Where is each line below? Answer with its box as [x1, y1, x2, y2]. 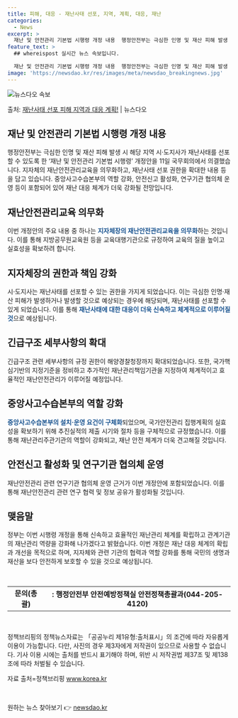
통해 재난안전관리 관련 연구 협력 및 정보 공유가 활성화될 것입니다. [7, 488, 186, 496]
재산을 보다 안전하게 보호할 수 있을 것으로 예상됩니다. [7, 557, 153, 566]
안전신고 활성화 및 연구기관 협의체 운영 [7, 459, 164, 471]
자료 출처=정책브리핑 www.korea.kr [7, 675, 108, 683]
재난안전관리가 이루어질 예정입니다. [25, 375, 123, 383]
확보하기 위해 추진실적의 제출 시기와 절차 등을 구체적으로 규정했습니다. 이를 [20, 427, 227, 435]
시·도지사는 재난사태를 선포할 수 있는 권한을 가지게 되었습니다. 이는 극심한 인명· [7, 287, 225, 296]
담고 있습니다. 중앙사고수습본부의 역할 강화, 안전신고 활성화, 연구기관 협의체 [14, 175, 223, 183]
